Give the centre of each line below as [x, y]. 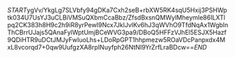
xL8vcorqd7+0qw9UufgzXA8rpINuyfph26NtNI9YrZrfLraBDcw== [101, 47]
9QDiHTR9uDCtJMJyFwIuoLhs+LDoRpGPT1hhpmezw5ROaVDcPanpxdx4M [116, 40]
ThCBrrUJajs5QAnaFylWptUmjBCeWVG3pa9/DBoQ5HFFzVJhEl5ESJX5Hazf [117, 32]
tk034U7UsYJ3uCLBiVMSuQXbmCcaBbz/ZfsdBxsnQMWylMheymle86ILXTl [116, 17]
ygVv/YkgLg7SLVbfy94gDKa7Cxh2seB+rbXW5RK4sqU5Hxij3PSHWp [127, 10]
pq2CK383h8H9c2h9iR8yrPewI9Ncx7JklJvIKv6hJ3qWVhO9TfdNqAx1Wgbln [118, 25]
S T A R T [17, 10]
